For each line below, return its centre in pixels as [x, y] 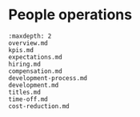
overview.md [28, 43]
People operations [70, 15]
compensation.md [35, 71]
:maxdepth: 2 [30, 36]
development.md [34, 85]
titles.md [25, 92]
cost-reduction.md [39, 106]
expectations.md [35, 57]
